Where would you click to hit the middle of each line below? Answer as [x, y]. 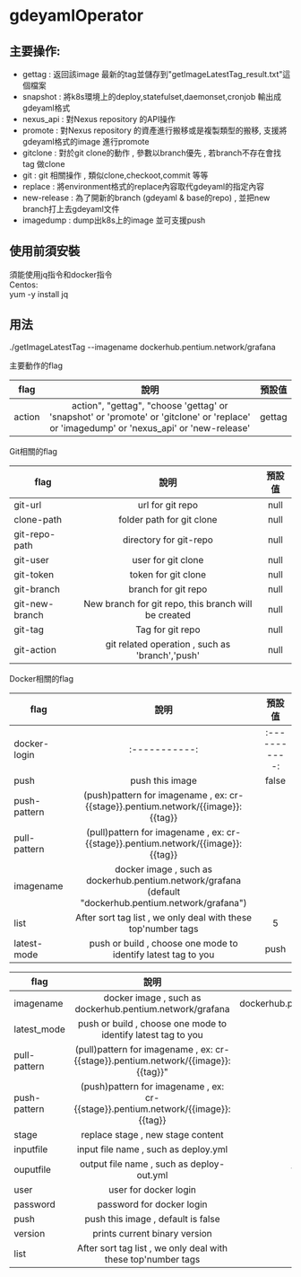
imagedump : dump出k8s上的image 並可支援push [114, 220]
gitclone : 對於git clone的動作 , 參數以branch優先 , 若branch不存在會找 [152, 153]
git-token [34, 574]
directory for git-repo [168, 540]
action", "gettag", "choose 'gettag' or [150, 405]
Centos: [24, 285]
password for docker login [152, 1204]
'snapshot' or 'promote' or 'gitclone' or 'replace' [150, 417]
